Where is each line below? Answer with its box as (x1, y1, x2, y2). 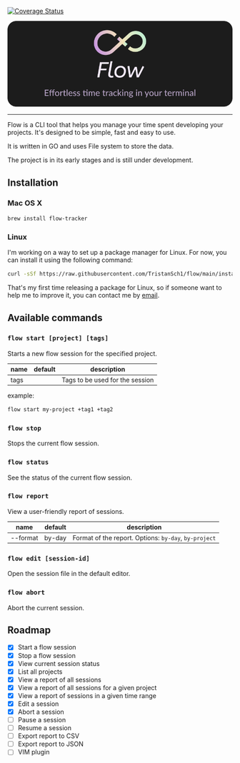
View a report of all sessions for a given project (17, 683, 157, 692)
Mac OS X (7, 198, 43, 208)
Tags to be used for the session (61, 375, 154, 384)
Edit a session (17, 699, 59, 708)
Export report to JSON (17, 739, 84, 749)
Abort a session (17, 707, 64, 716)
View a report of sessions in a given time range (17, 691, 157, 699)
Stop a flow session (17, 651, 76, 660)
